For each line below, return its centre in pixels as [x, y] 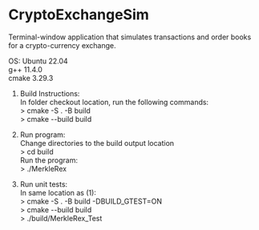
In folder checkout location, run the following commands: [114, 102]
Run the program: [49, 160]
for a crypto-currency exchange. [62, 45]
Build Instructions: [50, 93]
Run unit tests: [44, 184]
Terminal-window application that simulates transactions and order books [130, 37]
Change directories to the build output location [97, 143]
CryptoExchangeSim [79, 15]
